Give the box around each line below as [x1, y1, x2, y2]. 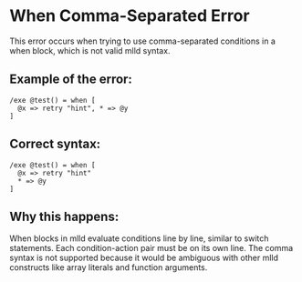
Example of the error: [9, 72, 132, 87]
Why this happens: [9, 208, 120, 224]
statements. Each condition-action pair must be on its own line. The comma [9, 243, 294, 254]
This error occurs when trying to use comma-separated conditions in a [9, 35, 276, 46]
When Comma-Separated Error [9, 5, 250, 26]
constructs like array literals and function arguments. [9, 262, 208, 273]
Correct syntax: [9, 136, 101, 152]
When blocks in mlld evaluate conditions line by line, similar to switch [9, 233, 269, 244]
